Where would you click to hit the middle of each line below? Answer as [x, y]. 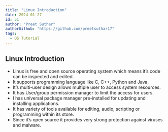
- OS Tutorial [25, 39]
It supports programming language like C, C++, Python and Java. [80, 82]
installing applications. [36, 103]
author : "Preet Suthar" [30, 24]
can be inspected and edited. [43, 76]
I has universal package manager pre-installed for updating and [79, 98]
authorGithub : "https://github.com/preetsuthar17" [60, 29]
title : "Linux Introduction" [36, 10]
